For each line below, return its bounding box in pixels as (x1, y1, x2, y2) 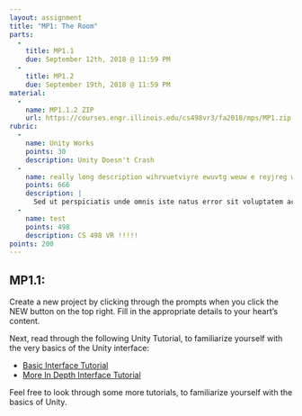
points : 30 (25, 147, 67, 156)
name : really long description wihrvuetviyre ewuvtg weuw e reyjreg (25, 172, 288, 181)
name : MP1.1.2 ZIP (25, 105, 94, 114)
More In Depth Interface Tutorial (22, 370, 141, 381)
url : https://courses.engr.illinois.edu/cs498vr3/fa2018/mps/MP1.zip (25, 113, 292, 122)
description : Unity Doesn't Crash (25, 155, 155, 165)
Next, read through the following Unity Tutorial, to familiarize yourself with (9, 333, 283, 344)
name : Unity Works (25, 139, 94, 148)
